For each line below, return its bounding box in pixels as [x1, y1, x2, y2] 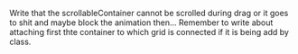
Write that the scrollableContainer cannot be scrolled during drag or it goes [9, 8, 289, 18]
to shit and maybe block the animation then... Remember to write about [9, 17, 274, 28]
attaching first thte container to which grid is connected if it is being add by [9, 27, 289, 37]
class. [9, 36, 32, 47]
